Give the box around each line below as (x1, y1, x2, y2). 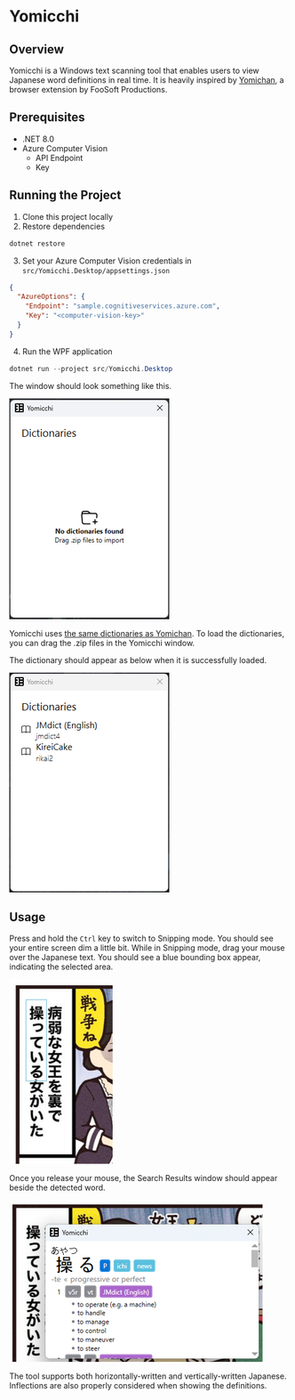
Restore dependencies (21, 221, 105, 231)
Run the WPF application (21, 345, 113, 357)
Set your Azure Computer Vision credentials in (21, 255, 193, 266)
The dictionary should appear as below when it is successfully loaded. (9, 654, 267, 665)
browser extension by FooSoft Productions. (9, 85, 168, 94)
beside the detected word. (9, 1182, 106, 1194)
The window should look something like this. (9, 380, 171, 391)
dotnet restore (9, 239, 66, 248)
